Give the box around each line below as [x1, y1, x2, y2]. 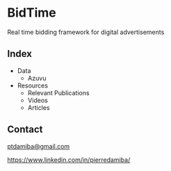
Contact [7, 124, 43, 136]
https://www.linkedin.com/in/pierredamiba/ [7, 155, 131, 164]
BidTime [7, 5, 57, 21]
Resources [17, 81, 49, 90]
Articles [27, 103, 50, 112]
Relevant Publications [27, 88, 90, 97]
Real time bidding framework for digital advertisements [7, 28, 165, 36]
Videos [27, 96, 49, 104]
